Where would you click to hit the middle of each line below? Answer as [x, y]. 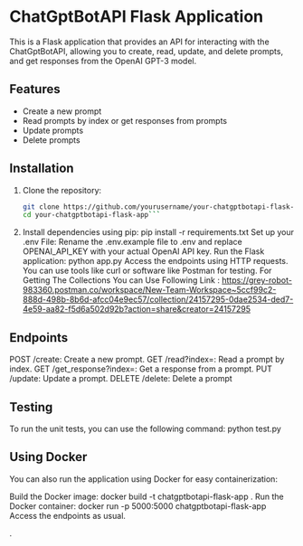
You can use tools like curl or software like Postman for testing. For [147, 271]
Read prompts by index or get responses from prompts [125, 120]
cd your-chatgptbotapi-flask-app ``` [91, 215]
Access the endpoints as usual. [68, 515]
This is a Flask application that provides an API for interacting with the [139, 42]
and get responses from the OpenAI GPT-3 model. [103, 61]
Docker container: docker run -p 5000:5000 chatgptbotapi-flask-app [138, 506]
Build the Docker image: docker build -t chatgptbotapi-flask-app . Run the [147, 496]
